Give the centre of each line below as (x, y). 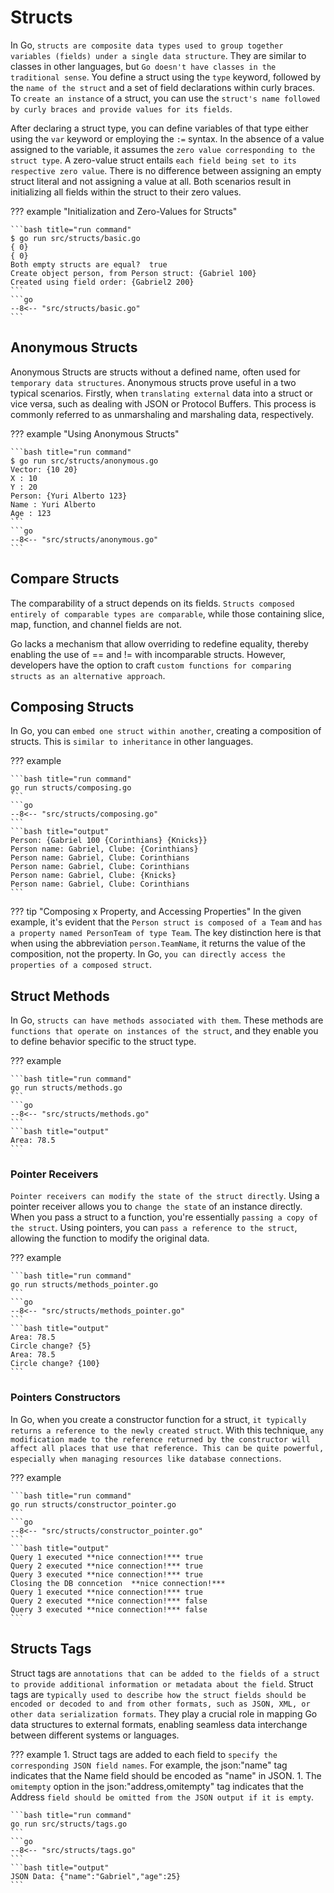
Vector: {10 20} (44, 469)
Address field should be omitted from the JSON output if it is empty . (162, 1797)
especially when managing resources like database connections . (146, 1458)
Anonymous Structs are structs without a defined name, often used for (155, 372)
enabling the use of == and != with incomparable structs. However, (148, 654)
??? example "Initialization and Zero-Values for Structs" (124, 211)
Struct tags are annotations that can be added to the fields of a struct (165, 1673)
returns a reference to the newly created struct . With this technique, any (167, 1430)
